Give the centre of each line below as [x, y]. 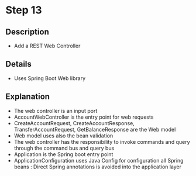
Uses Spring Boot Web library [50, 78]
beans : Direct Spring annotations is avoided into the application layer [98, 167]
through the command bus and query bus [64, 148]
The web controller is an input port [56, 111]
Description [27, 32]
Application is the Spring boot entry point [63, 154]
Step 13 [24, 10]
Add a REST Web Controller [47, 46]
